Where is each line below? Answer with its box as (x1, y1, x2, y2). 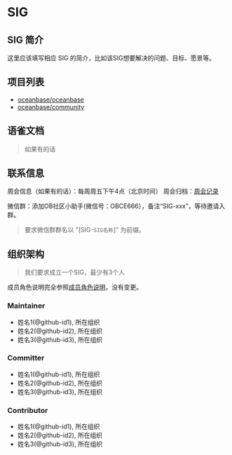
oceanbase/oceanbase (17, 95, 84, 104)
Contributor (7, 405, 48, 415)
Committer (7, 353, 45, 363)
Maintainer (7, 301, 46, 311)
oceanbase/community (17, 102, 85, 111)
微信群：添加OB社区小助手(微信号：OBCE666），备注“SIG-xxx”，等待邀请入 (7, 202, 226, 210)
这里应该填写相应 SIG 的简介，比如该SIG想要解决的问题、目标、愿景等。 (7, 54, 216, 62)
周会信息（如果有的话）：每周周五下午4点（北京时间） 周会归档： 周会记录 (7, 187, 219, 196)
